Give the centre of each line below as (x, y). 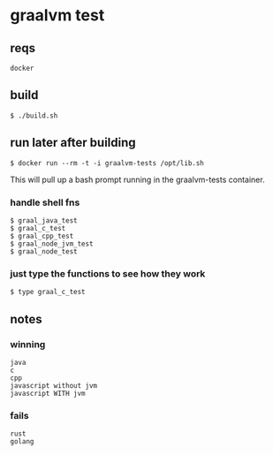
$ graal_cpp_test (42, 236)
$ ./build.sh (34, 116)
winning (28, 344)
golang (22, 442)
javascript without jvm (54, 385)
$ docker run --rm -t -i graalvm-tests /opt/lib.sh (107, 163)
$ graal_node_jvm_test (52, 244)
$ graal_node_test (44, 251)
